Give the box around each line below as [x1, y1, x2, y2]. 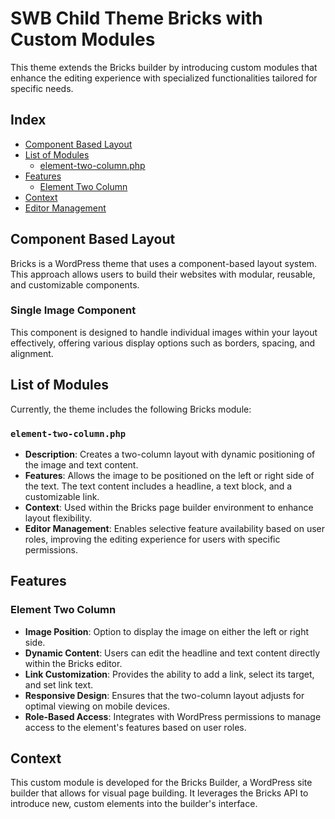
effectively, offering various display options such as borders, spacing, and [10, 337, 316, 349]
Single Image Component [10, 303, 137, 317]
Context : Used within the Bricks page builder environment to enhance [24, 501, 314, 513]
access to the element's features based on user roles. [24, 721, 247, 733]
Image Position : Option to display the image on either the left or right [24, 625, 310, 637]
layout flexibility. [24, 512, 92, 524]
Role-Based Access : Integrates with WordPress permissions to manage [24, 710, 322, 722]
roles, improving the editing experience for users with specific [24, 533, 281, 545]
